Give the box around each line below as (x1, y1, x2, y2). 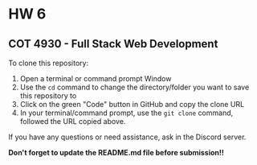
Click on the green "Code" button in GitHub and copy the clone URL (19, 100, 245, 109)
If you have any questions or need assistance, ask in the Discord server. (8, 132, 247, 142)
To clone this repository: (8, 58, 89, 68)
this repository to (19, 91, 77, 101)
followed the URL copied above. (19, 117, 126, 126)
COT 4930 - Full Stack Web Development (8, 37, 218, 51)
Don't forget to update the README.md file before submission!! (8, 148, 225, 157)
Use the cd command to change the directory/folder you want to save (19, 82, 250, 92)
